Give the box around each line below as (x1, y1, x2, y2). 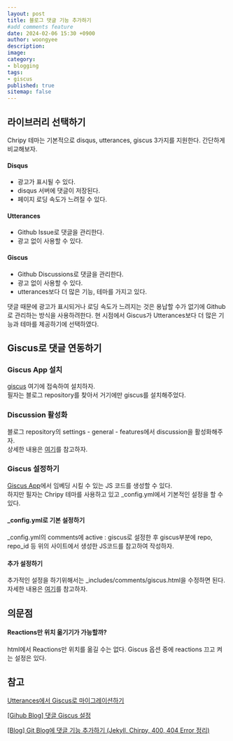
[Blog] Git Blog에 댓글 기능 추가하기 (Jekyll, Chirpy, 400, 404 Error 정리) (7, 726, 210, 734)
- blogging (7, 62, 39, 69)
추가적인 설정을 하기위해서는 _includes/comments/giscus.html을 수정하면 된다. (7, 576, 226, 585)
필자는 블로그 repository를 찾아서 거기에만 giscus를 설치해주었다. (7, 391, 187, 399)
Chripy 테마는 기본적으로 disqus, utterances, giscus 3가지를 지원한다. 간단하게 (7, 136, 225, 144)
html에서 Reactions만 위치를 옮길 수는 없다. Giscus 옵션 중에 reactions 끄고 (7, 645, 216, 653)
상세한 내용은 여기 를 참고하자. (7, 445, 88, 453)
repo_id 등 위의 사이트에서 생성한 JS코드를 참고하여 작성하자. (7, 542, 174, 550)
